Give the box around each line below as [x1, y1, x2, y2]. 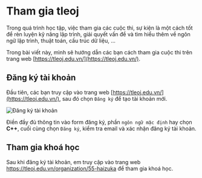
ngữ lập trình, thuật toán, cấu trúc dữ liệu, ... [6, 37, 116, 44]
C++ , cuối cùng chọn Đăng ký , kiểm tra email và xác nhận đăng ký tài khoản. [6, 125, 197, 132]
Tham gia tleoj [6, 4, 80, 18]
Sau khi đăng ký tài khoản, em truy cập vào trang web [6, 158, 141, 165]
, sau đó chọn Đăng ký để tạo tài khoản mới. [59, 95, 168, 102]
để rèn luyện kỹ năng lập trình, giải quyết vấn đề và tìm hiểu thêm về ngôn [6, 30, 191, 37]
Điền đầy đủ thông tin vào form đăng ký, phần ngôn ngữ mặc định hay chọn [6, 118, 192, 126]
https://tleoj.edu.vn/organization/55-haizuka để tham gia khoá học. [6, 165, 174, 172]
